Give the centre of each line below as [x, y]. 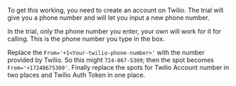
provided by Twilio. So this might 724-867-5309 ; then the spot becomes [111, 60]
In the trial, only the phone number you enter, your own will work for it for [114, 31]
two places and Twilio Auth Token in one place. [76, 75]
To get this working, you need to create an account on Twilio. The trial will [116, 10]
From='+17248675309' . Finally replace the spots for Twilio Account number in [118, 67]
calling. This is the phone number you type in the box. [86, 39]
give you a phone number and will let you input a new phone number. [108, 18]
